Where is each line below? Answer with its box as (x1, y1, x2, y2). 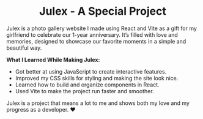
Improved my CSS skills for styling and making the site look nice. (15, 74, 179, 82)
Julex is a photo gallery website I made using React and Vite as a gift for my (6, 25, 197, 32)
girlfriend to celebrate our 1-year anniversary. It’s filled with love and (6, 31, 179, 38)
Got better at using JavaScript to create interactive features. (15, 67, 167, 75)
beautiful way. (6, 44, 42, 52)
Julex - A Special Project (39, 4, 166, 18)
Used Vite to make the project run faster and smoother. (15, 87, 154, 94)
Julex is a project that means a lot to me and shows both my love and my (6, 99, 190, 107)
